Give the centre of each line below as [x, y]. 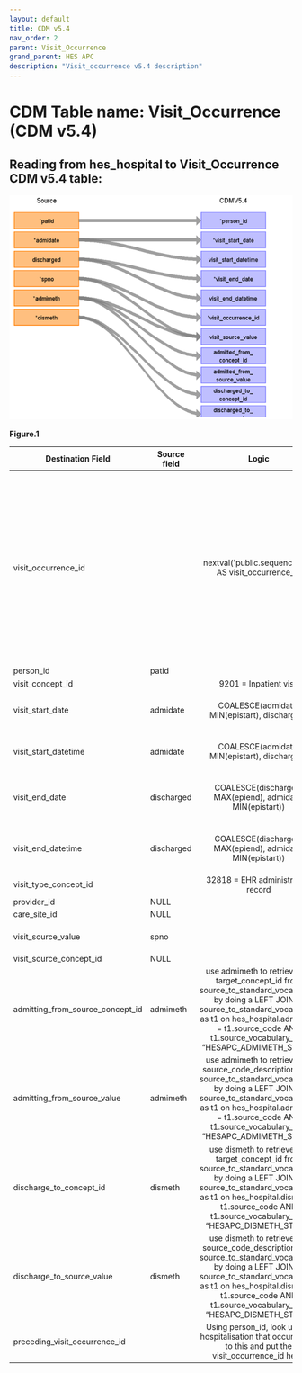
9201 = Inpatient [250, 683]
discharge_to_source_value [63, 1276]
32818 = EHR [231, 879]
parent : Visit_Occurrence [58, 48]
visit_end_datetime [48, 848]
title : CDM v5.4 [40, 28]
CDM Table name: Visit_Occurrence [145, 112]
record [259, 889]
